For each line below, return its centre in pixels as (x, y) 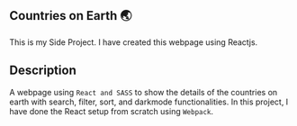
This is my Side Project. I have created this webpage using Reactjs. (134, 42)
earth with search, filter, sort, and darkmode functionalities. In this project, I (149, 102)
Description (43, 71)
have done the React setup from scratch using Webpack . (112, 111)
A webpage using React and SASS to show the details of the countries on (144, 92)
